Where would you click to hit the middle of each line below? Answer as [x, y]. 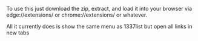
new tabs [18, 33]
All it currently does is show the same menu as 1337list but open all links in [99, 26]
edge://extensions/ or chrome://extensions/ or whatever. [77, 15]
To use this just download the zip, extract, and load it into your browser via [99, 9]
